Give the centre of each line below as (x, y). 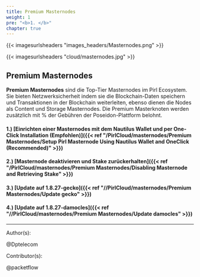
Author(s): (19, 233)
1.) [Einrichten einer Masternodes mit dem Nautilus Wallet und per (89, 129)
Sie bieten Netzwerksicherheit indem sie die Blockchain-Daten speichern (96, 97)
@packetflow (22, 267)
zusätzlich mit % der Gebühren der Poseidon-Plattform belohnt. (84, 115)
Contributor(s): (24, 256)
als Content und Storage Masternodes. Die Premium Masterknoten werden (98, 109)
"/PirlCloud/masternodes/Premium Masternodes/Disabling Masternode (97, 168)
